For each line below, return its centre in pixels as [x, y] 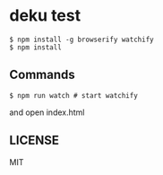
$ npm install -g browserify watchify [81, 39]
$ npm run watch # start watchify [74, 95]
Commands [43, 75]
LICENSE [34, 140]
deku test [45, 16]
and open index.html [47, 112]
